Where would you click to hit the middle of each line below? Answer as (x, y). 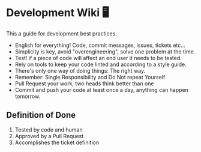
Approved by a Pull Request (49, 136)
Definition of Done (41, 115)
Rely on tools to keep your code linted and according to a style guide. (101, 64)
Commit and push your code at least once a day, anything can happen (102, 90)
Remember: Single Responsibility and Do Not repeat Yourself (90, 77)
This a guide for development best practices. (61, 33)
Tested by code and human (49, 129)
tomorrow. (28, 96)
